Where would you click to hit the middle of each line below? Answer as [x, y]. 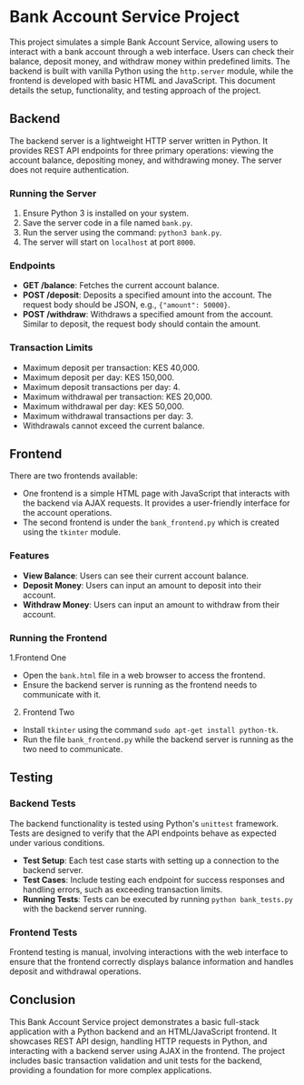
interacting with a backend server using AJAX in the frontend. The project [147, 1050]
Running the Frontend [58, 638]
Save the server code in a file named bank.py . [108, 223]
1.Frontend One [38, 658]
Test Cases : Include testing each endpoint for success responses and [154, 879]
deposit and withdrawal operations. [76, 971]
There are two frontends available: [74, 476]
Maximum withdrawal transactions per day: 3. [108, 416]
